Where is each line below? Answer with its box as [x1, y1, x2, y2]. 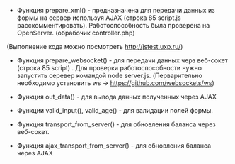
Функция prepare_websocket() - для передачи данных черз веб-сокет [16, 56, 228, 65]
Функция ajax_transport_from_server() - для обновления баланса [16, 141, 212, 150]
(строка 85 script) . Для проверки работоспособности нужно [16, 64, 202, 72]
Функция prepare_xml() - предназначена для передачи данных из [16, 6, 215, 14]
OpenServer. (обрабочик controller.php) [16, 28, 135, 37]
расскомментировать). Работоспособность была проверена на [16, 21, 210, 29]
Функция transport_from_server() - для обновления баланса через [16, 120, 217, 129]
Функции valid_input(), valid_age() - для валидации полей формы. [16, 106, 214, 114]
